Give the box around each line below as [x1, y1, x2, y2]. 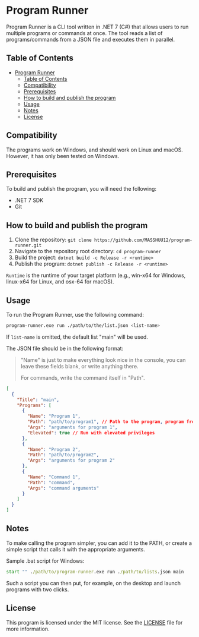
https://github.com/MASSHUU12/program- [94, 237, 192, 244]
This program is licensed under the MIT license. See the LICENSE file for [6, 619, 183, 626]
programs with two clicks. [6, 586, 69, 593]
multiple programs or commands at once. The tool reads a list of [6, 29, 163, 36]
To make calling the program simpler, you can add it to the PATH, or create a [6, 539, 192, 547]
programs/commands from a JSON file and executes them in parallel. [6, 36, 175, 43]
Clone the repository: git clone [14, 236, 92, 244]
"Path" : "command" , [27, 480, 76, 485]
